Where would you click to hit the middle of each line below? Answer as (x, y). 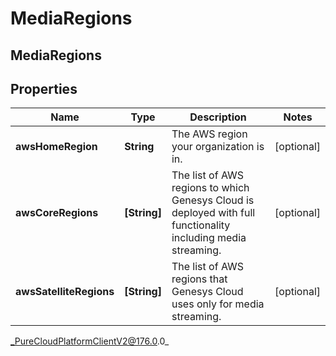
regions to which (210, 188)
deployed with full (213, 213)
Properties (44, 88)
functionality (201, 225)
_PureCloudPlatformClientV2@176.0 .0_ (90, 341)
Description (218, 117)
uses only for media (218, 304)
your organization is (218, 147)
